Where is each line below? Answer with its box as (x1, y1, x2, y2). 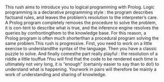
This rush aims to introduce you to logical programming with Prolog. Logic (5, 4, 155, 10)
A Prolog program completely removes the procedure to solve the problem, (5, 20, 157, 25)
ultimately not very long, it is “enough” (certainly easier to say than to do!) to (5, 61, 160, 67)
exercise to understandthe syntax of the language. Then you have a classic (5, 46, 157, 51)
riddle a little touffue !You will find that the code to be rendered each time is (5, 56, 158, 61)
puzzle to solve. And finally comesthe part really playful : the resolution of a (5, 51, 158, 57)
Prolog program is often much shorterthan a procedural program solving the (5, 35, 159, 41)
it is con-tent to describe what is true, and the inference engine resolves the (5, 25, 159, 31)
